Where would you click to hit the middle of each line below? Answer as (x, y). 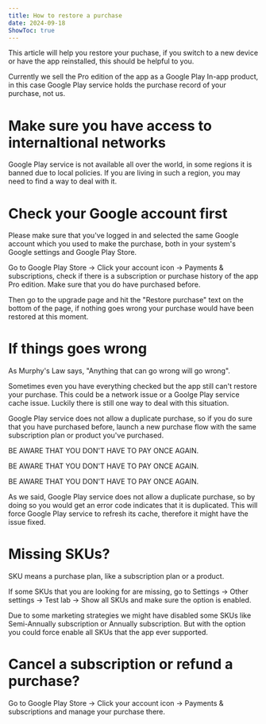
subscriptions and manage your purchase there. (87, 712)
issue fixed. (27, 522)
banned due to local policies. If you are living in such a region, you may (124, 173)
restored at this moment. (48, 317)
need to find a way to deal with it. (63, 181)
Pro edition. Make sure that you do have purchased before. (104, 285)
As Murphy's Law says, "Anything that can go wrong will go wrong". (119, 371)
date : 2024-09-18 (37, 23)
